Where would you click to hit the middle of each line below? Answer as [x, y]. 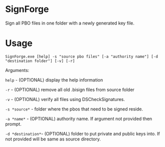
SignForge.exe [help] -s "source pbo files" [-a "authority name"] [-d [81, 56]
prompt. [13, 124]
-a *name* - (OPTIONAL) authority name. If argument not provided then [79, 118]
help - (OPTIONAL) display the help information [54, 80]
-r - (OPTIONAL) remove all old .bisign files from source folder [70, 89]
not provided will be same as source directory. [53, 139]
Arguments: [17, 70]
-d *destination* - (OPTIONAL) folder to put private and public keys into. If [83, 133]
